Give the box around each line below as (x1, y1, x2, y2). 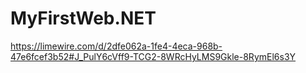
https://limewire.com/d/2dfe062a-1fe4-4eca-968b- (10, 40, 223, 52)
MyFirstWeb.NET (10, 7, 157, 30)
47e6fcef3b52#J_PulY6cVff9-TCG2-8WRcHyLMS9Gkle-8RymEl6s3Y (10, 50, 297, 62)
